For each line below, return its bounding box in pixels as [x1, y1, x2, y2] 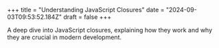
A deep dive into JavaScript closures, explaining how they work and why [7, 26, 213, 34]
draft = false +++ [62, 13, 112, 21]
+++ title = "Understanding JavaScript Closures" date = [7, 6, 165, 14]
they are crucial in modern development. [7, 33, 122, 41]
